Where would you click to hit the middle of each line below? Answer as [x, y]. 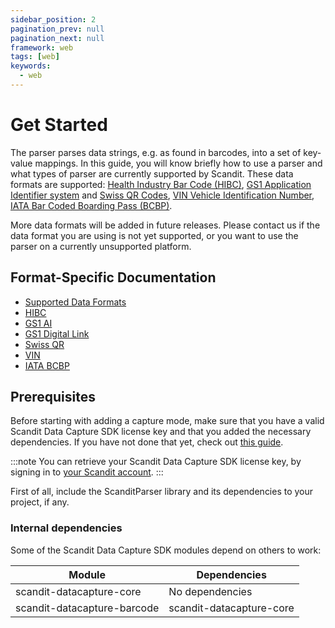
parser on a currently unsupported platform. [101, 246]
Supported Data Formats [75, 302]
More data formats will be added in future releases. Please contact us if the [165, 225]
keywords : [31, 66]
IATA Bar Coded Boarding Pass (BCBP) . [91, 205]
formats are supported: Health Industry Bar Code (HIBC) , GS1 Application [161, 184]
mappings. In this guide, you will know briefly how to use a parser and [178, 163]
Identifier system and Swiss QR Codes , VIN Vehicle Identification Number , [162, 195]
